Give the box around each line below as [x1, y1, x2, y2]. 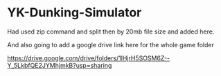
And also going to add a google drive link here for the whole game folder [7, 40, 215, 49]
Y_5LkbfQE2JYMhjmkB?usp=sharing [7, 61, 112, 69]
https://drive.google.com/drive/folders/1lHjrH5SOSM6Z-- [7, 53, 170, 62]
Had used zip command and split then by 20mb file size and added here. [7, 27, 215, 36]
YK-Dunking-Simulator [7, 5, 142, 21]
